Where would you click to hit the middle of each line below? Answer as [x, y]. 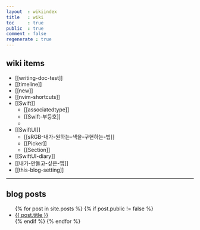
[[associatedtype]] [46, 109]
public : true [25, 28]
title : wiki [25, 17]
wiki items [26, 63]
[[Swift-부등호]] [42, 116]
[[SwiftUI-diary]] [35, 156]
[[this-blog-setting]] [39, 170]
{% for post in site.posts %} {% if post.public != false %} [84, 209]
